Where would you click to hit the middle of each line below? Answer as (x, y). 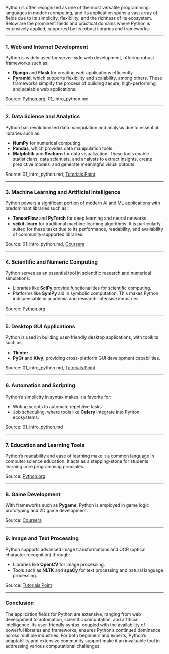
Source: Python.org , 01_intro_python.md (47, 99)
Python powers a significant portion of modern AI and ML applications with (83, 203)
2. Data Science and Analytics (43, 117)
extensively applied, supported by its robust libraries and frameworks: (78, 29)
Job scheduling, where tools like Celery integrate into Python (76, 412)
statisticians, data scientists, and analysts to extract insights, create (82, 159)
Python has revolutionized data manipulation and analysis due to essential (82, 127)
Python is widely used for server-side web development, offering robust (80, 58)
